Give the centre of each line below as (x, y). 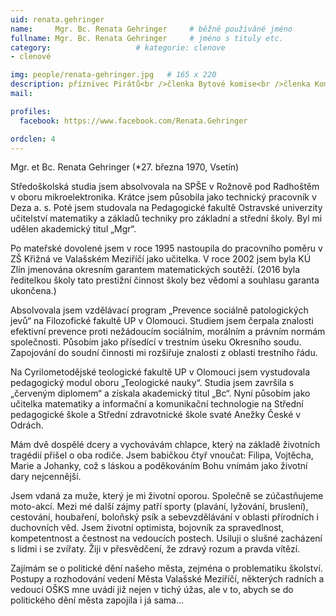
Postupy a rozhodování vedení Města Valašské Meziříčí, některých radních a (167, 579)
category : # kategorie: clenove (118, 47)
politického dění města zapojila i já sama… (97, 600)
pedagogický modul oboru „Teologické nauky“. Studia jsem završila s (152, 383)
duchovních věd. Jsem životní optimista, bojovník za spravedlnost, (147, 528)
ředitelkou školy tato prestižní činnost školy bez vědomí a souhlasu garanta (165, 280)
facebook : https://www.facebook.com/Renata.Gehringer (133, 121)
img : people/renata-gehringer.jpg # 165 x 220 (113, 75)
